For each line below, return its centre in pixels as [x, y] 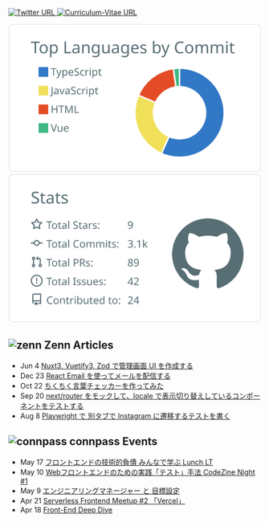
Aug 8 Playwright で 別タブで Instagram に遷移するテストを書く [125, 416]
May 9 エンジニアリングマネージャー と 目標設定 [100, 491]
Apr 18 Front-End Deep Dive [66, 509]
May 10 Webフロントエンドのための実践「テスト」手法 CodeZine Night [137, 472]
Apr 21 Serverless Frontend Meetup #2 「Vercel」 [102, 500]
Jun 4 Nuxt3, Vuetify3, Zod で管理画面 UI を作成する [107, 365]
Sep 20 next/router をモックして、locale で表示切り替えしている [126, 396]
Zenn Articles [79, 345]
